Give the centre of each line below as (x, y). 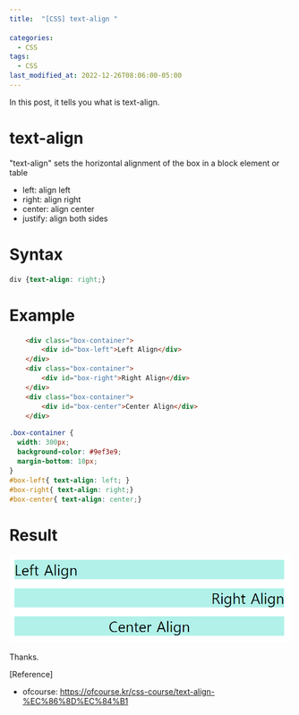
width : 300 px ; (43, 443)
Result (34, 535)
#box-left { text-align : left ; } (69, 480)
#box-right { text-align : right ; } (72, 489)
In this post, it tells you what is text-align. (85, 102)
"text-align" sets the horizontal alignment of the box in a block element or (145, 163)
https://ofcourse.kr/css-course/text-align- (137, 691)
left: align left (46, 190)
